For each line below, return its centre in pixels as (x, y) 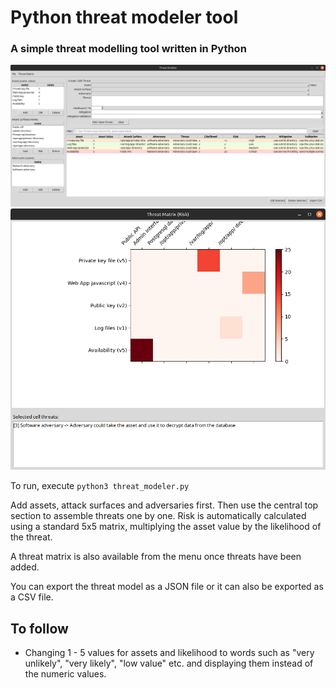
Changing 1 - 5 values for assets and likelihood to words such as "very (169, 652)
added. (25, 567)
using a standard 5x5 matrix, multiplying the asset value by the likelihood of (166, 527)
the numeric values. (65, 673)
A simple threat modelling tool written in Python (128, 49)
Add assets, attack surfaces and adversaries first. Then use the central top (164, 505)
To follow (39, 628)
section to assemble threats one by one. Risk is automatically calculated (158, 516)
